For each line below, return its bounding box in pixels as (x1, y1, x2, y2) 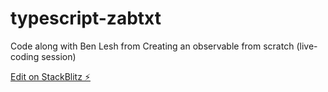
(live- (296, 40, 318, 52)
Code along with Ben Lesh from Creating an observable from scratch (10, 40, 295, 52)
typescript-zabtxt (10, 7, 162, 30)
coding (10, 50, 40, 62)
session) (41, 50, 77, 62)
